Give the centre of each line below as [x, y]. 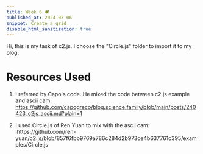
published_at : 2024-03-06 [39, 18]
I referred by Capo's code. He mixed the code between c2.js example [102, 94]
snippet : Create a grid [37, 23]
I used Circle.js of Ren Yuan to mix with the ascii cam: [82, 125]
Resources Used [49, 77]
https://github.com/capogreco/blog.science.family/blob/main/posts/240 [105, 107]
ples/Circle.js [32, 145]
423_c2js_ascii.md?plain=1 [48, 114]
